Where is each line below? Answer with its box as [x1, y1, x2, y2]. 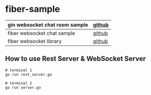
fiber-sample [5, 3, 61, 15]
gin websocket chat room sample [7, 21, 88, 28]
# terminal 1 [5, 68, 32, 73]
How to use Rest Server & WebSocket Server [5, 54, 146, 63]
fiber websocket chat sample [7, 30, 75, 37]
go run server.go [5, 85, 41, 90]
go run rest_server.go [5, 72, 52, 77]
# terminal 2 [5, 81, 32, 86]
